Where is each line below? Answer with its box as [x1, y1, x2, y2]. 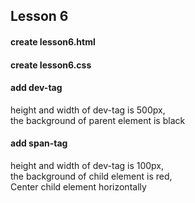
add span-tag [10, 137, 68, 149]
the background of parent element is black [10, 114, 186, 126]
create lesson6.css [10, 59, 92, 71]
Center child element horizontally [10, 180, 147, 193]
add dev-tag [10, 82, 63, 94]
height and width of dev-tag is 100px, [10, 159, 165, 171]
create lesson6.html [10, 35, 96, 48]
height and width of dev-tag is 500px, [10, 104, 166, 116]
